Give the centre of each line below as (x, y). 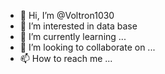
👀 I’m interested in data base (78, 26)
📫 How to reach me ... (66, 58)
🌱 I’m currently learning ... (73, 36)
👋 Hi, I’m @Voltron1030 (67, 15)
